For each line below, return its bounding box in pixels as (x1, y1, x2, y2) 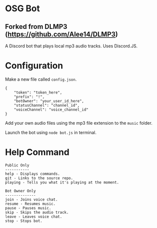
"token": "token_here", (14, 90, 63, 95)
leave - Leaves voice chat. (5, 214, 63, 219)
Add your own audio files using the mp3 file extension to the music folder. (5, 120, 153, 126)
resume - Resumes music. (5, 201, 56, 206)
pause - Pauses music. (5, 205, 51, 210)
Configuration (5, 60, 64, 71)
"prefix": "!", (14, 94, 45, 99)
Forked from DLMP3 (5, 23, 67, 31)
